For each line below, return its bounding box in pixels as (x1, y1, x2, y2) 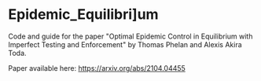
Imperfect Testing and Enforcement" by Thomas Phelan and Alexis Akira (8, 39, 242, 49)
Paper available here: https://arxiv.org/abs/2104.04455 (8, 63, 186, 72)
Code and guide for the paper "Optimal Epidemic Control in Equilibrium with (8, 31, 253, 41)
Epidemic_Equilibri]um (8, 6, 159, 24)
